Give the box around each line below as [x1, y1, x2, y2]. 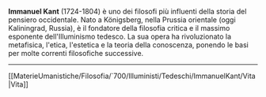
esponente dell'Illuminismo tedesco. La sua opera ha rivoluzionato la [8, 32, 232, 41]
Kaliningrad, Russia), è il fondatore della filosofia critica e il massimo [8, 24, 230, 32]
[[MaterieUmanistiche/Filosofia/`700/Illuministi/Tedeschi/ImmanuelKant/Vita [8, 71, 256, 80]
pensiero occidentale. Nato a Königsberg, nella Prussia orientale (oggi [8, 15, 236, 24]
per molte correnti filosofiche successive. [8, 49, 144, 58]
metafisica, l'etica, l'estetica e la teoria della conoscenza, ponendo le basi [8, 40, 249, 50]
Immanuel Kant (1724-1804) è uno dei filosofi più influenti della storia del [8, 7, 247, 16]
